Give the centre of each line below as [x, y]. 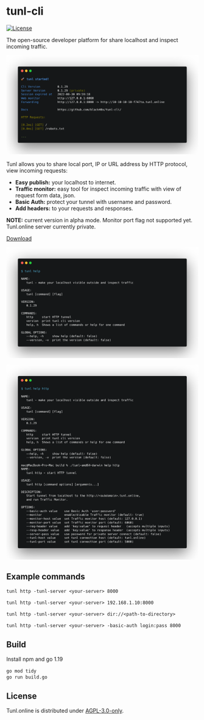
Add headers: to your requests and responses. [74, 208]
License [22, 696]
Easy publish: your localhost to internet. [65, 183]
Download [19, 239]
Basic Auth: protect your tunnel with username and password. [93, 202]
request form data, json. [45, 195]
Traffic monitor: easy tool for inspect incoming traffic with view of [98, 189]
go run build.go [27, 677]
